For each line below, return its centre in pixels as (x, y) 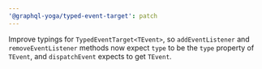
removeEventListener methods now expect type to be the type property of (131, 47)
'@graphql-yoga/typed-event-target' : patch (83, 16)
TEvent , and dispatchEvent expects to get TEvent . (90, 56)
